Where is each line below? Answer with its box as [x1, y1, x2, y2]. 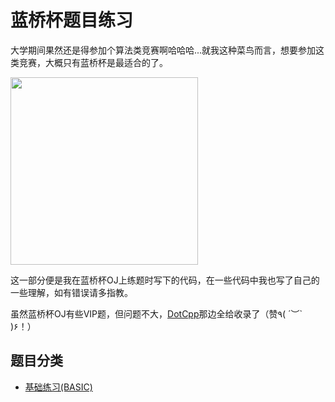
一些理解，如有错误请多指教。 [10, 286, 133, 298]
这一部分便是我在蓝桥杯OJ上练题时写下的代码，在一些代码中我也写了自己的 [10, 274, 320, 286]
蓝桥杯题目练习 [10, 9, 134, 32]
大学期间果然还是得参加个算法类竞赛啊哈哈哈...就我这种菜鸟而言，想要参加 [10, 44, 317, 56]
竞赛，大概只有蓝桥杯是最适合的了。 [18, 56, 168, 68]
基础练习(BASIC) [24, 381, 93, 393]
